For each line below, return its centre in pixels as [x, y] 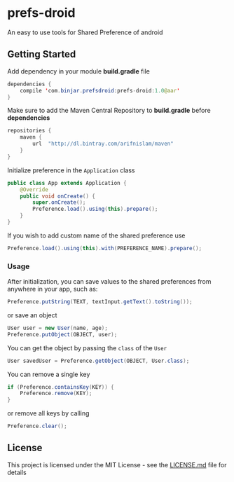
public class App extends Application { [67, 183]
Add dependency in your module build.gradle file [79, 71]
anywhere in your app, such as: [53, 289]
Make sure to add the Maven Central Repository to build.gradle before [109, 111]
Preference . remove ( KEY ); [56, 394]
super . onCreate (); [59, 202]
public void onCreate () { [58, 196]
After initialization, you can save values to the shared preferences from [109, 282]
